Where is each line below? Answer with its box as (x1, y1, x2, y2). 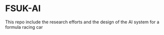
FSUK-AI (5, 3, 41, 14)
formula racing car (5, 24, 43, 30)
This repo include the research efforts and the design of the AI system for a (5, 19, 160, 25)
